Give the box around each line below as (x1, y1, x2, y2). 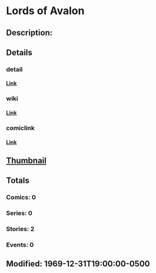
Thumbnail (6, 155, 47, 166)
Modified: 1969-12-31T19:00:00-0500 (6, 259, 150, 269)
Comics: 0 (6, 193, 36, 202)
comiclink (6, 124, 35, 132)
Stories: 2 (6, 225, 35, 233)
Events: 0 (6, 241, 34, 249)
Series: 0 (6, 209, 32, 218)
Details (6, 47, 32, 57)
